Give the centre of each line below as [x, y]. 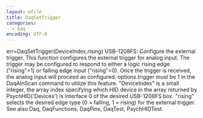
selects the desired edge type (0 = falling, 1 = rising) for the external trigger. [101, 102]
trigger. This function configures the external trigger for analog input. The [98, 58]
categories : [21, 23]
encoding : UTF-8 [27, 34]
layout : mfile [24, 12]
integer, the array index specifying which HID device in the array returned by [102, 90]
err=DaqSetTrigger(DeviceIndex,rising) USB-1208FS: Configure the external [101, 51]
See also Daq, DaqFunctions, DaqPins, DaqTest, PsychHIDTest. [85, 109]
